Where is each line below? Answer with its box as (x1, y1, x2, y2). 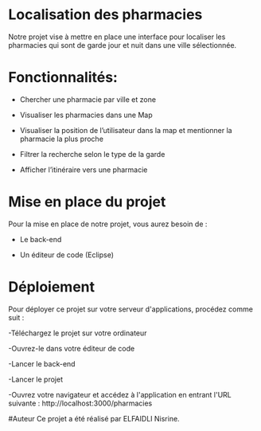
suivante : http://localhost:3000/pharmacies (8, 398, 153, 408)
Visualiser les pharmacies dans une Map (19, 110, 153, 120)
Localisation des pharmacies (8, 6, 203, 24)
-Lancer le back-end (8, 359, 76, 368)
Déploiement (8, 278, 95, 296)
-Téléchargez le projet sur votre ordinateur (8, 328, 147, 338)
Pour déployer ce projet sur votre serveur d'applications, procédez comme (8, 304, 253, 314)
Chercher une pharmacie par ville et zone (19, 94, 157, 104)
